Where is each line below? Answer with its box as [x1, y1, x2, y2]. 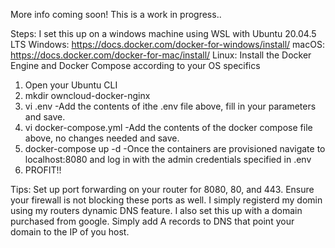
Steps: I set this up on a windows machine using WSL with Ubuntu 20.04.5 [10, 28, 317, 39]
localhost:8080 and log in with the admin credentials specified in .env [24, 154, 312, 165]
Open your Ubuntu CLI [24, 79, 118, 91]
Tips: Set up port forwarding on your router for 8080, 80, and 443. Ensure [10, 184, 315, 195]
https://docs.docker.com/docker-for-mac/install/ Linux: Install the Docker [10, 49, 312, 61]
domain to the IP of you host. [10, 226, 130, 238]
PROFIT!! [24, 164, 62, 176]
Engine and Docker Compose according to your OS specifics [10, 60, 261, 71]
